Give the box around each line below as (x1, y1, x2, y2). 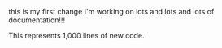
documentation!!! (8, 15, 66, 25)
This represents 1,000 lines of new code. (8, 31, 145, 40)
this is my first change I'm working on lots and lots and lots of (8, 7, 215, 16)
